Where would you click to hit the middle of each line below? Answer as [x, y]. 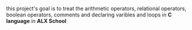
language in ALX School [36, 21]
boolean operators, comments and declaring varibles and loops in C [89, 15]
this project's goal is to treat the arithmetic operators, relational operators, [96, 9]
